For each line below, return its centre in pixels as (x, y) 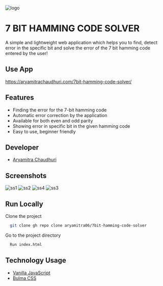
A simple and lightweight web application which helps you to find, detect (81, 42)
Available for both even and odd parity (53, 121)
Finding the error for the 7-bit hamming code (60, 110)
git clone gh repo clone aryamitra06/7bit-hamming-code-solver (78, 225)
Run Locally (24, 204)
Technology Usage (36, 260)
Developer (22, 147)
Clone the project (23, 216)
